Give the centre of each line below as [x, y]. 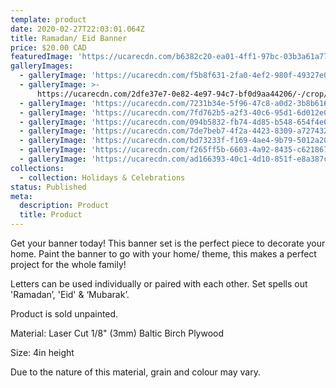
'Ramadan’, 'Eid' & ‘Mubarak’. [70, 294]
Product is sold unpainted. [64, 314]
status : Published [48, 187]
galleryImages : [42, 66]
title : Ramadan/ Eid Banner [69, 38]
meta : [21, 196]
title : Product [51, 215]
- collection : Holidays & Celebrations [102, 177]
